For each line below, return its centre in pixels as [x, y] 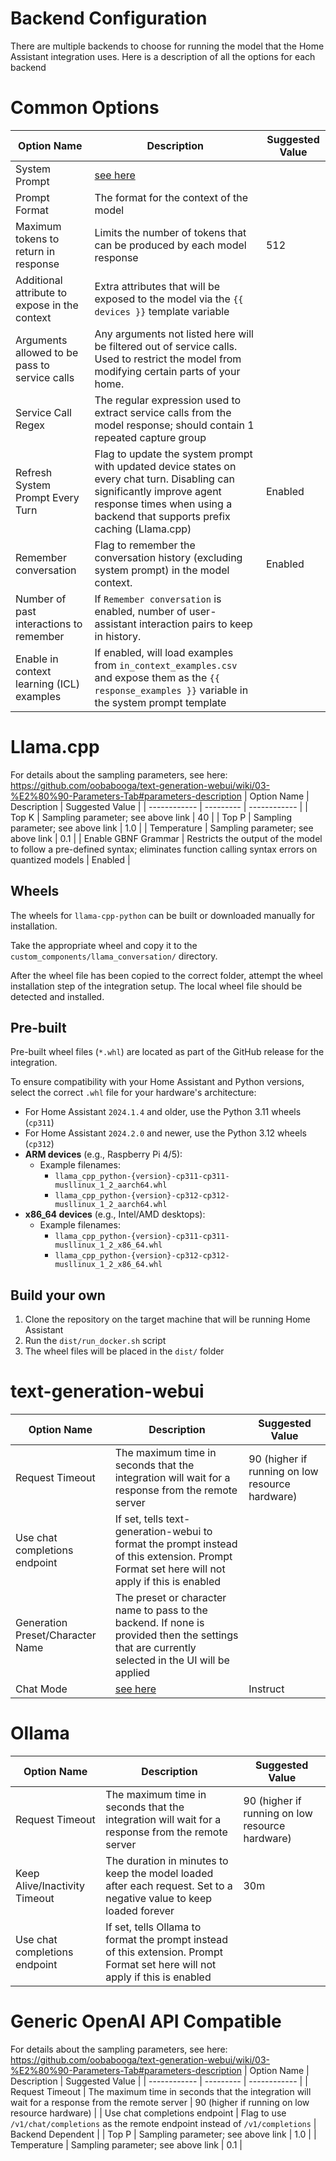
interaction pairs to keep [196, 624]
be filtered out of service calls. [166, 346]
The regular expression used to [168, 400]
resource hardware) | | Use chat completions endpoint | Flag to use [148, 2113]
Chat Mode [41, 1689]
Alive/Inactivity [50, 1886]
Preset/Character [56, 1635]
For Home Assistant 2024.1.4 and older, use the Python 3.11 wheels [163, 1112]
